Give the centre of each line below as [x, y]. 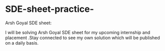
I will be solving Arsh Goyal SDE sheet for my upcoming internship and [78, 32]
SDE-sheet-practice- [49, 9]
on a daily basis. [22, 43]
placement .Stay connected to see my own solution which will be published [82, 38]
